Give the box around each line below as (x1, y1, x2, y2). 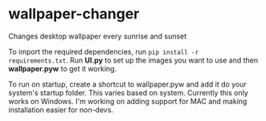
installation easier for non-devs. (8, 105, 114, 115)
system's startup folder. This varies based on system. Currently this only (8, 87, 249, 97)
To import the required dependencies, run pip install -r (8, 46, 199, 56)
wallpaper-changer (8, 5, 140, 23)
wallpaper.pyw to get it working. (8, 63, 117, 73)
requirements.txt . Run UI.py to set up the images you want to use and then (8, 55, 259, 65)
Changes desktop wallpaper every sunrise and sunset (8, 31, 187, 41)
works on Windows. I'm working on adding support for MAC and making (8, 96, 248, 106)
